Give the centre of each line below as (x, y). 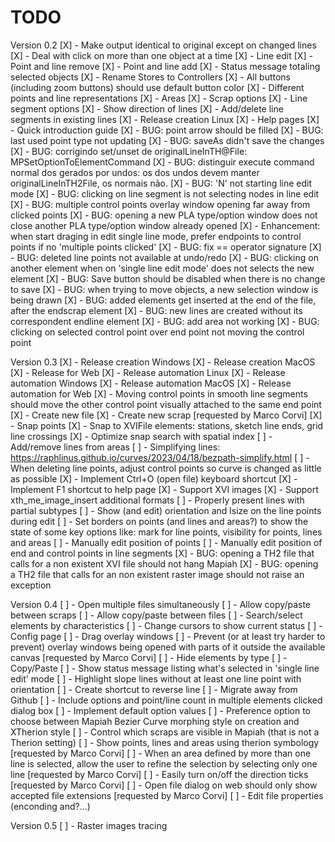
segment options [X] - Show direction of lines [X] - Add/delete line (147, 108)
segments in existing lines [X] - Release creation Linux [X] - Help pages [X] (165, 119)
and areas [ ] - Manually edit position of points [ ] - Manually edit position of (166, 542)
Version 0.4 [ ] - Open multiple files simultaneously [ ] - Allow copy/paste (160, 604)
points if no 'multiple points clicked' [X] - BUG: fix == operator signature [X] (166, 247)
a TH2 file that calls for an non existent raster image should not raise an (157, 574)
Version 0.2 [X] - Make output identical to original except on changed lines (163, 45)
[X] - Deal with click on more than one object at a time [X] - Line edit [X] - (161, 55)
